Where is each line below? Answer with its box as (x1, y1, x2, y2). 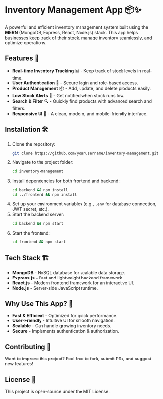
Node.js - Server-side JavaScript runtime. (12, 285, 98, 291)
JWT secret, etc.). (12, 206, 49, 212)
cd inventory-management (12, 169, 64, 174)
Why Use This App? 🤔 (5, 300, 73, 308)
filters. (12, 105, 26, 111)
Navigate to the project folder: (12, 160, 74, 165)
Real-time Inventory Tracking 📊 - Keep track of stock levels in (12, 68, 141, 74)
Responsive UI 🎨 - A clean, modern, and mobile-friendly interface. (12, 110, 148, 117)
